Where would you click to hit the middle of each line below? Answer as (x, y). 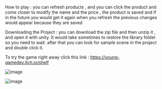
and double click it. (24, 48)
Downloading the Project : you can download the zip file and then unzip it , (80, 32)
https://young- (105, 57)
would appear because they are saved (44, 22)
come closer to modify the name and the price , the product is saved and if (81, 12)
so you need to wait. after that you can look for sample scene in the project (81, 43)
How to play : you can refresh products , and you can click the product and (81, 7)
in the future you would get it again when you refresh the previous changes (81, 17)
